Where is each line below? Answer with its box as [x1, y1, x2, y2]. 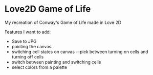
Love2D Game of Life [4, 3, 91, 15]
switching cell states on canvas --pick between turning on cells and [11, 49, 149, 55]
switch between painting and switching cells [11, 59, 101, 65]
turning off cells [11, 54, 44, 59]
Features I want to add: [4, 29, 51, 35]
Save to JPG [11, 38, 37, 44]
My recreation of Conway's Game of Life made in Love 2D [4, 19, 122, 25]
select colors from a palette [11, 64, 67, 70]
